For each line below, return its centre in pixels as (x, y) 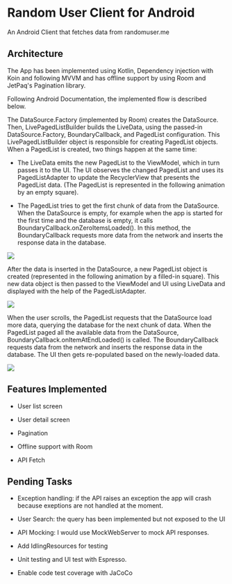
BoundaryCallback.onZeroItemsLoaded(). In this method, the (104, 228)
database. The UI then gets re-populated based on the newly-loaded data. (114, 354)
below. (17, 106)
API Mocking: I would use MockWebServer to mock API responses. (113, 533)
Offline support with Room (55, 447)
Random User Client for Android (101, 13)
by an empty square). (48, 192)
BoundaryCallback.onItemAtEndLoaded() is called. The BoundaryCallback (113, 340)
